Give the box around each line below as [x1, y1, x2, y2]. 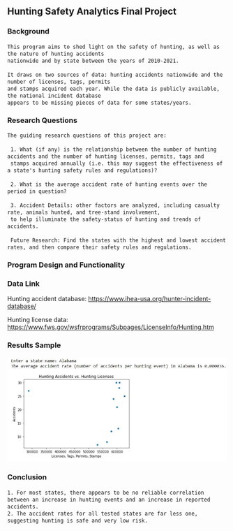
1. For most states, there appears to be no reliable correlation [7, 489, 204, 496]
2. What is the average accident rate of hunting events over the [10, 181, 208, 188]
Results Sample [7, 340, 61, 350]
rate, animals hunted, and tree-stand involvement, [7, 209, 160, 216]
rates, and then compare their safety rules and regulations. [7, 244, 192, 251]
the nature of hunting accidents [7, 50, 105, 57]
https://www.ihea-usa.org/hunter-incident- [88, 295, 211, 303]
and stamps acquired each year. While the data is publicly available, [7, 85, 220, 92]
